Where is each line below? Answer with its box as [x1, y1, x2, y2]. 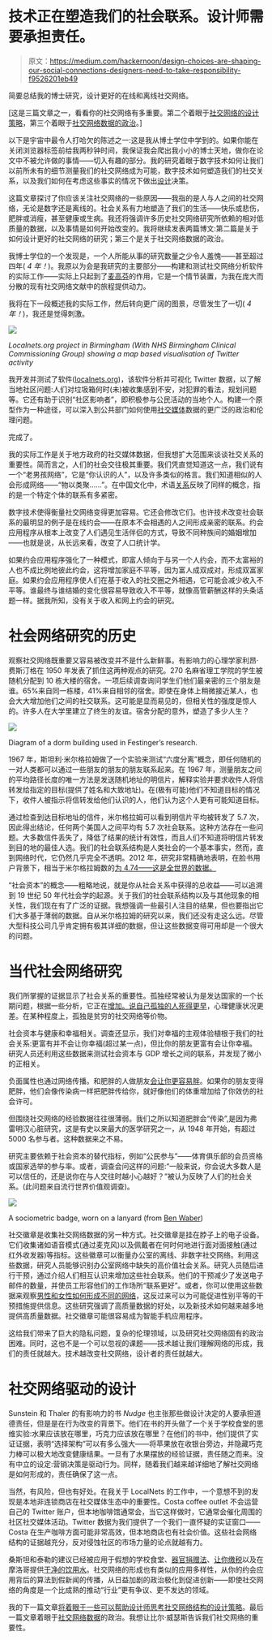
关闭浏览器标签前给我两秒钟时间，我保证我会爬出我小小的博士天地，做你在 [8, 145, 257, 155]
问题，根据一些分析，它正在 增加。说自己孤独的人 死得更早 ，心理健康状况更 [15, 1000, 264, 1011]
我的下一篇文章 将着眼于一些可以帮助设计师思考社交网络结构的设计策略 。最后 [8, 1602, 264, 1612]
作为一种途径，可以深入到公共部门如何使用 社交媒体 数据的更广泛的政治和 [15, 404, 257, 414]
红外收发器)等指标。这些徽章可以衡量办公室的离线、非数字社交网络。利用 [8, 1249, 253, 1259]
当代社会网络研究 [8, 963, 123, 981]
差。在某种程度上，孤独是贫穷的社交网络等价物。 [8, 1011, 172, 1021]
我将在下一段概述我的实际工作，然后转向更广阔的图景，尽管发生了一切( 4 [8, 298, 253, 309]
